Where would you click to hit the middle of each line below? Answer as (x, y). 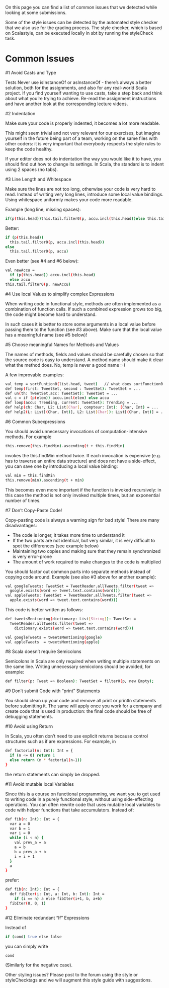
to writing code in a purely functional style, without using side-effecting (79, 799)
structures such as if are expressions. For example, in (61, 742)
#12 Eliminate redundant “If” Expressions (47, 918)
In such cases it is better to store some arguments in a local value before (80, 324)
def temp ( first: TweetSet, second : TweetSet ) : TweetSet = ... (73, 389)
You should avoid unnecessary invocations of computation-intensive (76, 431)
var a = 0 (20, 824)
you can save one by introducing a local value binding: (62, 466)
